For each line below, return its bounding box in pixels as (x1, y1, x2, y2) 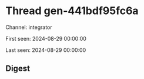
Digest (5, 64, 31, 74)
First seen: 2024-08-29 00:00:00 (5, 35, 86, 42)
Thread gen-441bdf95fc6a (5, 4, 139, 18)
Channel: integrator (5, 24, 52, 31)
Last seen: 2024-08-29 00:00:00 (5, 46, 86, 54)
